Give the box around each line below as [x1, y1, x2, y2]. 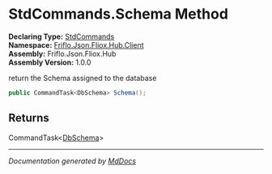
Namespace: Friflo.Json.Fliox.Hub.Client [8, 40, 144, 49]
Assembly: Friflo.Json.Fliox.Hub [8, 49, 117, 58]
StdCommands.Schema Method [8, 5, 229, 23]
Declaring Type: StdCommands [8, 32, 115, 41]
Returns [8, 111, 50, 125]
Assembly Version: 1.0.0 [8, 57, 91, 67]
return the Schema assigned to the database [8, 73, 157, 83]
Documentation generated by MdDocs [8, 155, 136, 166]
